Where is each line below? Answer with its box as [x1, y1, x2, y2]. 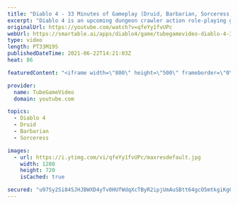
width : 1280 [20, 160, 55, 167]
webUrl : [7, 30, 30, 38]
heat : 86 [7, 57, 33, 64]
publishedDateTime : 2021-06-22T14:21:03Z [7, 50, 132, 57]
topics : [7, 108, 30, 115]
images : [7, 147, 30, 154]
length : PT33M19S [7, 43, 59, 50]
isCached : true [20, 174, 65, 181]
